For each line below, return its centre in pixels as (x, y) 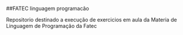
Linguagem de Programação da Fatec (52, 26)
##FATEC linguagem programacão (48, 8)
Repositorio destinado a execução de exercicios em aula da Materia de (91, 20)
